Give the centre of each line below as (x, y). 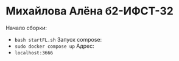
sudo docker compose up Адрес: (54, 46)
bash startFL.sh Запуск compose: (58, 39)
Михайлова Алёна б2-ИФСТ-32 (90, 11)
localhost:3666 (34, 53)
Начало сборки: (26, 28)
